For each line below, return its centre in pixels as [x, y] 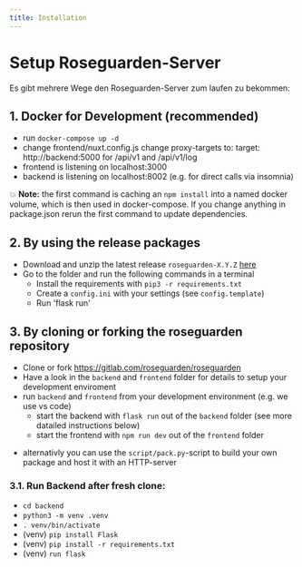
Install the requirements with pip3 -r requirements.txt [139, 284]
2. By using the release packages [105, 243]
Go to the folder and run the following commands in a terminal [138, 274]
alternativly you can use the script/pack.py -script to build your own [150, 453]
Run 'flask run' [63, 303]
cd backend [43, 506]
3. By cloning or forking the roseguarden [126, 332]
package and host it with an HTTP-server [99, 462]
